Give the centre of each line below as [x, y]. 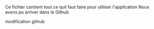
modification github [25, 22]
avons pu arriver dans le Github [37, 12]
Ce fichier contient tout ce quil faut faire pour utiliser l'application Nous [77, 7]
